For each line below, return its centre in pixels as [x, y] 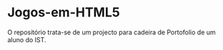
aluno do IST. [27, 39]
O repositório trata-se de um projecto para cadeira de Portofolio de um [111, 32]
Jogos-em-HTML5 [64, 12]
